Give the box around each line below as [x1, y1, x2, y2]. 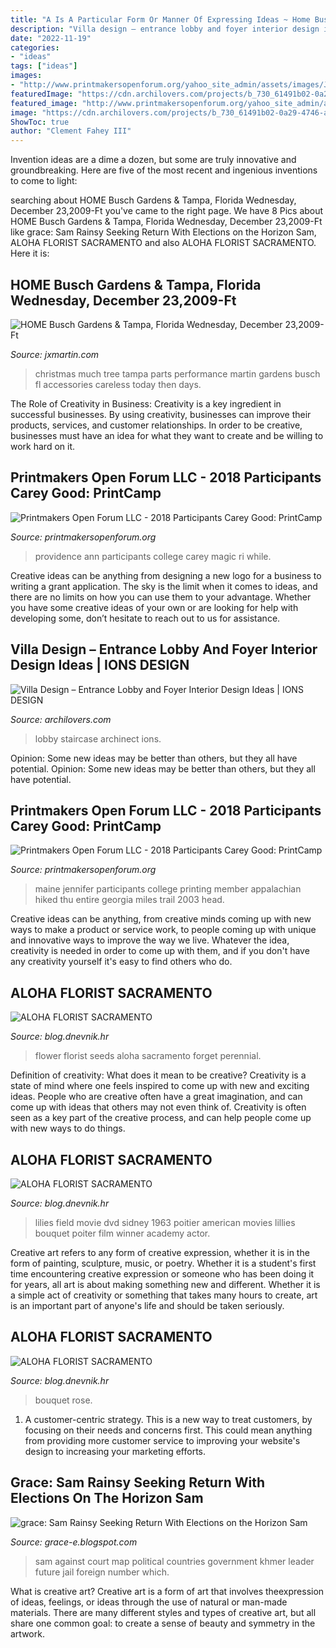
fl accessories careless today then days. [34, 378, 202, 390]
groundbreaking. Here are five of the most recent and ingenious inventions [10, 164, 318, 176]
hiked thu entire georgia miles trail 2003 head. [34, 894, 225, 906]
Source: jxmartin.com [10, 348, 100, 360]
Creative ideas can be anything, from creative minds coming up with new [10, 913, 312, 925]
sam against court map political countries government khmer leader [34, 1555, 315, 1567]
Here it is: [10, 247, 50, 260]
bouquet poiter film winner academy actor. [34, 1227, 211, 1239]
